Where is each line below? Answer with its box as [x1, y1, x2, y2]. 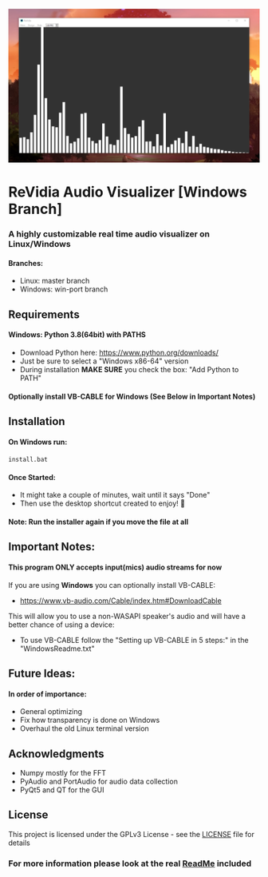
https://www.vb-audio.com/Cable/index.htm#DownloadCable [19, 596, 222, 605]
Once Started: [8, 472, 56, 482]
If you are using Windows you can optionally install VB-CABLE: [8, 580, 216, 589]
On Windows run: [8, 437, 68, 446]
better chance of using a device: [8, 620, 115, 629]
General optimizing [19, 707, 82, 716]
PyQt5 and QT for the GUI [19, 785, 104, 795]
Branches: [8, 258, 44, 268]
